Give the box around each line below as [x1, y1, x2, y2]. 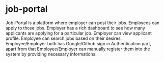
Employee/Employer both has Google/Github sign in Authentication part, [5, 40, 152, 46]
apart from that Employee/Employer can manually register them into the [5, 46, 150, 52]
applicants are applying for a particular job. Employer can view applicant [5, 30, 152, 36]
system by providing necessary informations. [5, 51, 97, 57]
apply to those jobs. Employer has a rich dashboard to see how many [5, 25, 145, 31]
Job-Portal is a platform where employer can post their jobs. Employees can [5, 20, 160, 26]
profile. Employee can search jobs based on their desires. [5, 35, 122, 41]
